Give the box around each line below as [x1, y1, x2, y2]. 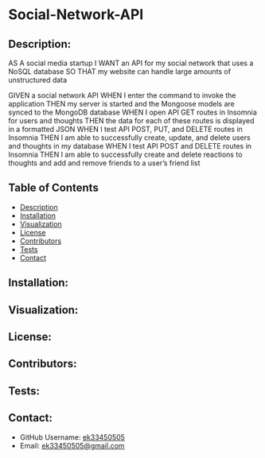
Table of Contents [8, 181, 99, 195]
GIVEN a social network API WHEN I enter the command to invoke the [8, 91, 236, 100]
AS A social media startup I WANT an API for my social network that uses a [8, 58, 254, 68]
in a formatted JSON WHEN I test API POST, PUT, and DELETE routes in [8, 125, 243, 134]
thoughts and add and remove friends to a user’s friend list [8, 158, 201, 168]
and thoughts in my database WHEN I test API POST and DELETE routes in [8, 142, 252, 150]
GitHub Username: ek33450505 [19, 432, 126, 442]
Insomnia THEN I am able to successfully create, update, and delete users [8, 133, 251, 142]
